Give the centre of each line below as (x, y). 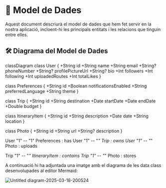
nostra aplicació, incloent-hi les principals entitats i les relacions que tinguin (83, 29)
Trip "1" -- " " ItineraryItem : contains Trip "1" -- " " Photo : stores (71, 155)
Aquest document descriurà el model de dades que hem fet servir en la (78, 24)
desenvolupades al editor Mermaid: (42, 170)
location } (15, 121)
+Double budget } (23, 106)
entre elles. (17, 34)
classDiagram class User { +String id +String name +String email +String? (81, 65)
